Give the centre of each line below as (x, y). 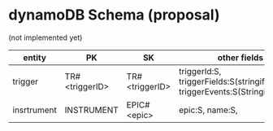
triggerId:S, (200, 71)
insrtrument (35, 110)
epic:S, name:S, (208, 110)
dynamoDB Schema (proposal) (114, 15)
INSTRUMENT (92, 110)
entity (35, 57)
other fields (240, 57)
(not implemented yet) (45, 37)
